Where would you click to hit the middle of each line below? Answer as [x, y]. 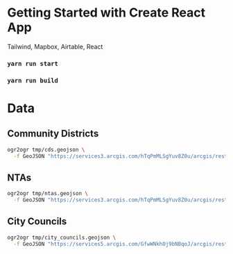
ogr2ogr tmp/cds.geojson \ [46, 149]
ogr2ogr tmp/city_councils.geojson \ [62, 237]
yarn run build [33, 80]
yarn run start [33, 63]
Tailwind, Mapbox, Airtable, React [55, 46]
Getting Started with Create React [106, 13]
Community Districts [53, 134]
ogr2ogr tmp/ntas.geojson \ [48, 194]
